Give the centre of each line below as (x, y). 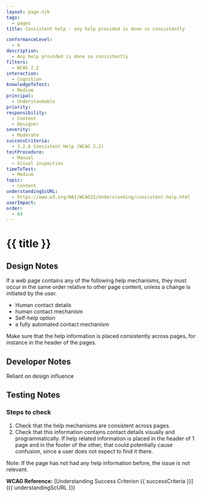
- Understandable (34, 102)
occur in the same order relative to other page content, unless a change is (98, 287)
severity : (19, 130)
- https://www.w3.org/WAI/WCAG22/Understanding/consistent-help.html (101, 197)
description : (23, 51)
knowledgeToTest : (28, 85)
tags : (13, 18)
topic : (15, 180)
